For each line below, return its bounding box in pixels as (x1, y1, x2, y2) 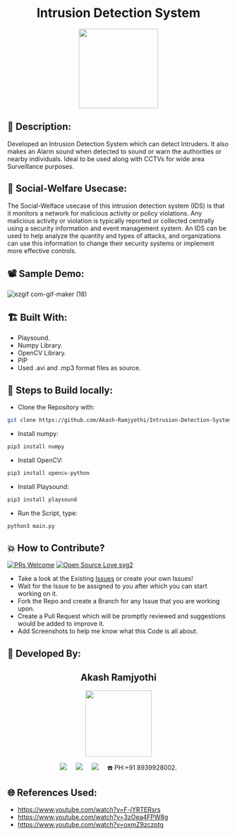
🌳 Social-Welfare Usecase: (7, 182, 127, 195)
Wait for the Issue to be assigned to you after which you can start (17, 582, 207, 591)
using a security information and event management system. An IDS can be (7, 224, 227, 232)
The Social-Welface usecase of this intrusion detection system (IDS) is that (7, 201, 225, 210)
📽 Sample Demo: (7, 267, 85, 280)
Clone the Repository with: (17, 403, 95, 411)
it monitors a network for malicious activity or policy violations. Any (7, 208, 202, 217)
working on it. (17, 589, 58, 598)
